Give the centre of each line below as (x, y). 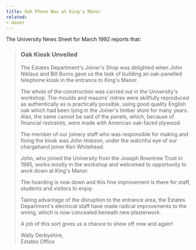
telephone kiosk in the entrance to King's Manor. (79, 80)
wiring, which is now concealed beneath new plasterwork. (91, 212)
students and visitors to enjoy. (57, 188)
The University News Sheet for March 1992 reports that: (74, 40)
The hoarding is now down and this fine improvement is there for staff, (105, 182)
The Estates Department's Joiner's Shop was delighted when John (101, 67)
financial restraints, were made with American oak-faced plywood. (101, 123)
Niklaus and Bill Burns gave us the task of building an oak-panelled (101, 74)
